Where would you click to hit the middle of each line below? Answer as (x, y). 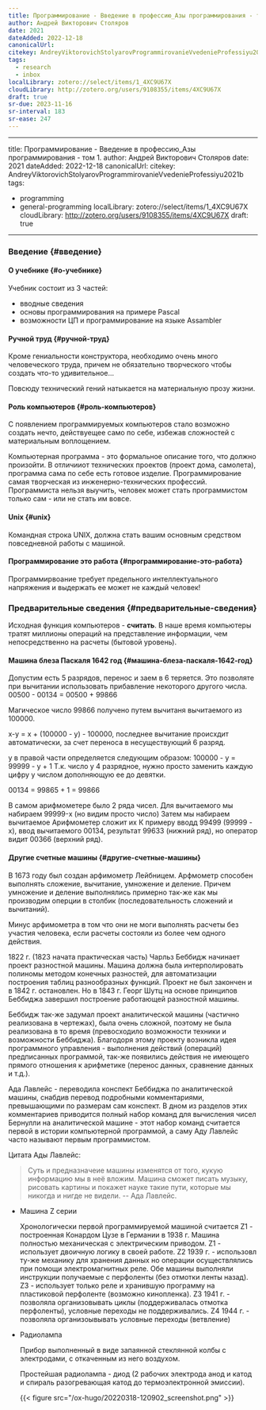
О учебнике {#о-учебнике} (55, 270)
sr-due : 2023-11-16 (40, 104)
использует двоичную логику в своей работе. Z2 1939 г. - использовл (138, 1251)
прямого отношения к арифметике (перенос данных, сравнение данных (131, 1064)
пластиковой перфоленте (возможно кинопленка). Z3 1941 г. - (125, 1294)
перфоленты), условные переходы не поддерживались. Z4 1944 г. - (134, 1311)
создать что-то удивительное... (61, 373)
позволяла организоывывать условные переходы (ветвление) (125, 1319)
